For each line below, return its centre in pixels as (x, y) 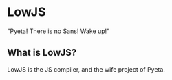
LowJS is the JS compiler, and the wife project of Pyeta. (86, 69)
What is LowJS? (42, 53)
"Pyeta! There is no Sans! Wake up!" (58, 31)
